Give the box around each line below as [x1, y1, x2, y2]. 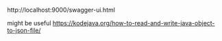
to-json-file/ [7, 27, 41, 34]
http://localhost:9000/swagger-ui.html [7, 6, 115, 14]
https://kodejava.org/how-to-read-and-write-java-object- [52, 19, 215, 27]
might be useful [7, 19, 51, 27]
